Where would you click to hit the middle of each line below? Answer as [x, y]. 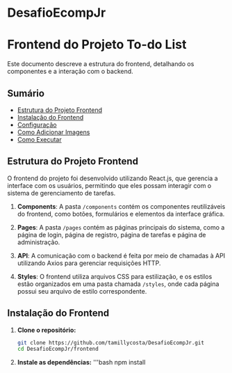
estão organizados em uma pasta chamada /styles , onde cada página [118, 284]
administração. [39, 242]
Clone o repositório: [47, 330]
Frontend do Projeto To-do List [97, 45]
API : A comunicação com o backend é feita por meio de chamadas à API [121, 255]
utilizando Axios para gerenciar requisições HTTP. [89, 263]
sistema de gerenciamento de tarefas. [61, 193]
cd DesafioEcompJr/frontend [58, 349]
